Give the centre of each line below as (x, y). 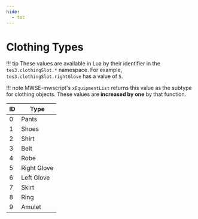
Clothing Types (45, 47)
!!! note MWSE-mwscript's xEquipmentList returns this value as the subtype (99, 88)
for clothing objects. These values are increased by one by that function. (96, 94)
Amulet (31, 207)
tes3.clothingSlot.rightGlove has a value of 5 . (65, 76)
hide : (13, 12)
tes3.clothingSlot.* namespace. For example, (64, 70)
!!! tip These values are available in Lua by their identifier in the (83, 64)
